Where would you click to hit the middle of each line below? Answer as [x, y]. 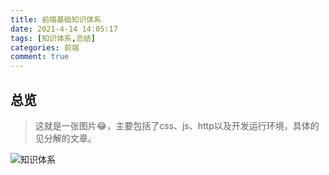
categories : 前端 [45, 47]
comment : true [40, 57]
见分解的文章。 [65, 138]
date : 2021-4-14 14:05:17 [64, 29]
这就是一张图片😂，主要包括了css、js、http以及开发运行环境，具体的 [177, 125]
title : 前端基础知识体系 [56, 19]
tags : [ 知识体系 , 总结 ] [53, 38]
